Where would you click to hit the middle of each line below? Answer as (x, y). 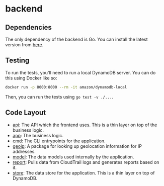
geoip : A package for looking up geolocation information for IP (77, 146)
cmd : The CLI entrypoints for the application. (59, 141)
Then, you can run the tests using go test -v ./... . (59, 97)
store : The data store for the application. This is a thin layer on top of (84, 173)
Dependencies (28, 27)
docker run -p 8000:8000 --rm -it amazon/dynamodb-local (66, 87)
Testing (17, 61)
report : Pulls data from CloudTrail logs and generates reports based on (86, 162)
